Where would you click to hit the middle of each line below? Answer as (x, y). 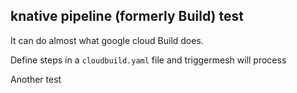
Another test (36, 79)
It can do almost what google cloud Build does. (107, 40)
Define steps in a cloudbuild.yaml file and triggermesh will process (148, 60)
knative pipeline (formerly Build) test (127, 16)
